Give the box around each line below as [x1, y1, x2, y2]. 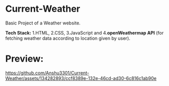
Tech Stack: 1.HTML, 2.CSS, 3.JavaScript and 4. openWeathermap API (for [5, 30, 164, 36]
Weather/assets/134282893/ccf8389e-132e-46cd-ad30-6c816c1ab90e [5, 75, 157, 81]
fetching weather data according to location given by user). [5, 35, 131, 41]
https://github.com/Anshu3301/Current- [5, 70, 90, 76]
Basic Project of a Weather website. [5, 20, 81, 26]
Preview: [5, 53, 44, 65]
